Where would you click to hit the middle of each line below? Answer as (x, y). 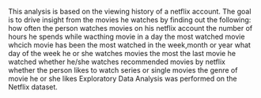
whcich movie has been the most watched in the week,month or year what (130, 45)
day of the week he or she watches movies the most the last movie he (122, 53)
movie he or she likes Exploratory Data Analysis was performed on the (123, 79)
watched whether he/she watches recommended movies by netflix (117, 62)
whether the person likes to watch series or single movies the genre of (123, 70)
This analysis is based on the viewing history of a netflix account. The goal (130, 11)
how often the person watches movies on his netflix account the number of (130, 28)
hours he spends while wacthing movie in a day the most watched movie (127, 36)
